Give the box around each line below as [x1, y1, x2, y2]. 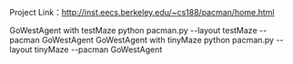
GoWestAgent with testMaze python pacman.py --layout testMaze [9, 25, 258, 35]
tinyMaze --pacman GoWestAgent [34, 44, 163, 55]
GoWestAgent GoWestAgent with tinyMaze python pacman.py [41, 34, 275, 45]
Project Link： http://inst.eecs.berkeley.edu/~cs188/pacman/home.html [9, 7, 275, 17]
